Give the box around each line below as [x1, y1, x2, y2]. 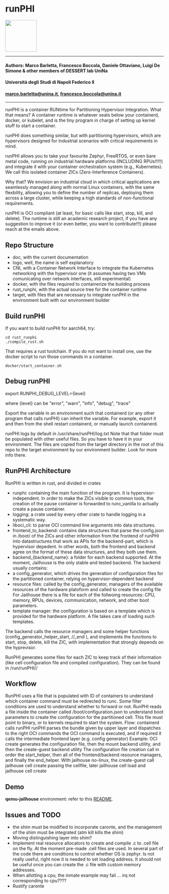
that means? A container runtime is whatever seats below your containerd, [5, 112, 159, 118]
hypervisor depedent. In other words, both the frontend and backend [12, 543, 155, 549]
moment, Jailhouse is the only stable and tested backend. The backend [12, 559, 161, 565]
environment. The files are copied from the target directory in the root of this [5, 441, 164, 447]
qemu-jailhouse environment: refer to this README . [5, 796, 113, 802]
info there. [5, 452, 27, 458]
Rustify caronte [12, 883, 44, 889]
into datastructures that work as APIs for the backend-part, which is [12, 538, 153, 544]
